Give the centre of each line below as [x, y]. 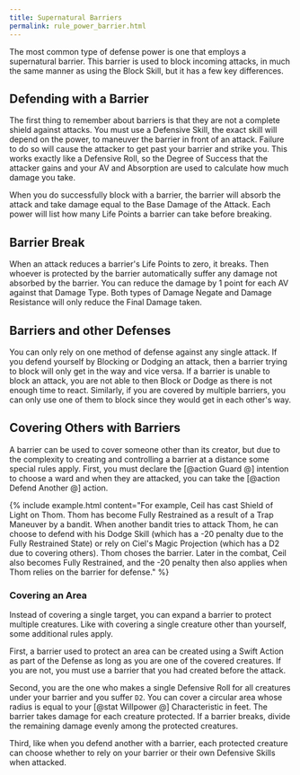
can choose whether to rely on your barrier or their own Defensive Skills [142, 753]
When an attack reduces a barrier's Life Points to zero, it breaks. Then [139, 264]
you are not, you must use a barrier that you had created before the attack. [147, 671]
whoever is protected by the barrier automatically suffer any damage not [144, 274]
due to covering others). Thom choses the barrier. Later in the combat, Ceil [148, 552]
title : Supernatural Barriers [66, 18]
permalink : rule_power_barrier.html [78, 26]
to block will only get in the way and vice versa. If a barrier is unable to [140, 371]
